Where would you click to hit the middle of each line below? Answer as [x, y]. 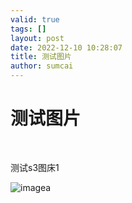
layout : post [37, 38]
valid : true [35, 19]
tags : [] [28, 29]
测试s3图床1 [35, 167]
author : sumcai [42, 66]
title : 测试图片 [41, 57]
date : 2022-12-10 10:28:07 [66, 47]
